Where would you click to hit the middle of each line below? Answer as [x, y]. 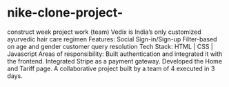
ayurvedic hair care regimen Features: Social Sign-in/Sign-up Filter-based [112, 39]
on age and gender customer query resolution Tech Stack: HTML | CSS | [110, 46]
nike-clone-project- [65, 13]
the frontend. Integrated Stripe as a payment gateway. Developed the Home [115, 61]
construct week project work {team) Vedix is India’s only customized [104, 32]
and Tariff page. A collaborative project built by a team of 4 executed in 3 [111, 68]
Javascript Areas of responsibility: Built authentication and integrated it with [115, 54]
